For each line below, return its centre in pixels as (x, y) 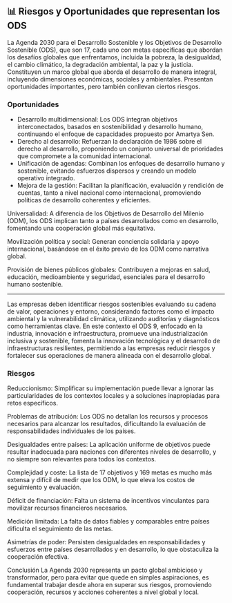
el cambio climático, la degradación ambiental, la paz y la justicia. (100, 64)
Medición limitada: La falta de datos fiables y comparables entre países (108, 521)
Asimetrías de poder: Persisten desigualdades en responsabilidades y (106, 542)
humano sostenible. (35, 285)
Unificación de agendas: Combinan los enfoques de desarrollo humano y (121, 164)
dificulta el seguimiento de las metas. (60, 529)
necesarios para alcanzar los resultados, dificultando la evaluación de (106, 424)
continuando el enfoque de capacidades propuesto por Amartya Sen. (116, 134)
